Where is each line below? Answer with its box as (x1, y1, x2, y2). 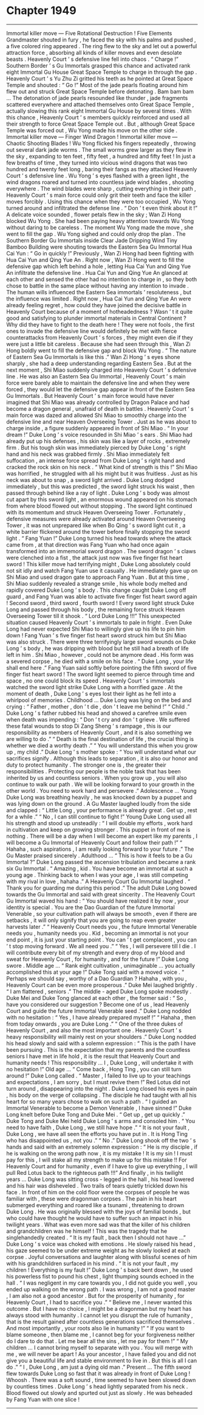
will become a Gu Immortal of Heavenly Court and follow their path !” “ (6, 839, 183, 846)
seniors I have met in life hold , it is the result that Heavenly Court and (6, 1052, 180, 1060)
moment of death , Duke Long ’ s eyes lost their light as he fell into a (6, 690, 176, 697)
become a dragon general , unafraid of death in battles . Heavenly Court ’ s (6, 405, 194, 412)
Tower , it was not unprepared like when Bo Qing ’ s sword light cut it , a (6, 522, 186, 529)
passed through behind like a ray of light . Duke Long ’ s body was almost (6, 489, 190, 497)
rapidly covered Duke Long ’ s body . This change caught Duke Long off (6, 586, 186, 594)
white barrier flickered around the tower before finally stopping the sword (6, 528, 190, 535)
